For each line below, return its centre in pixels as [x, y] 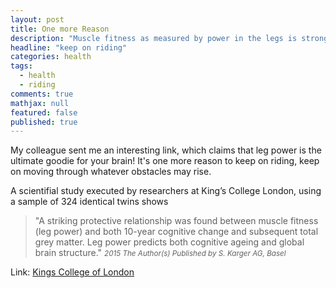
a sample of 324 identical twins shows [89, 202]
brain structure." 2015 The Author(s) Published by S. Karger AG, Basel [160, 253]
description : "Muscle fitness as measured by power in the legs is [154, 38]
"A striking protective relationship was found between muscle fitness [176, 221]
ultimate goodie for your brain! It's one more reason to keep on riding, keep [165, 161]
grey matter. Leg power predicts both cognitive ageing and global [169, 242]
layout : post [37, 19]
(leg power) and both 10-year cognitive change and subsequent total [176, 232]
